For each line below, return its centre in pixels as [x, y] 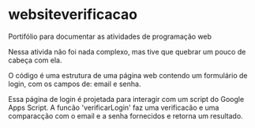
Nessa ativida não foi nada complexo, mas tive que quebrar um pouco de [127, 51]
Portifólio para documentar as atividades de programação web [110, 36]
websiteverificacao [73, 15]
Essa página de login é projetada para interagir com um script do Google [126, 99]
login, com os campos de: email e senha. [75, 84]
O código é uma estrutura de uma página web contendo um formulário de [128, 75]
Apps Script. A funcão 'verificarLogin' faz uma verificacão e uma [114, 107]
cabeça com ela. [35, 60]
